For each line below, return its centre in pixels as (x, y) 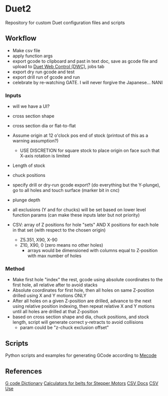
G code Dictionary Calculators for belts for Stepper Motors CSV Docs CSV (82, 383)
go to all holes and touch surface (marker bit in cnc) (66, 190)
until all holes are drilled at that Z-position (55, 312)
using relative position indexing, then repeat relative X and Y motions (83, 306)
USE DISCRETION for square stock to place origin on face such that (90, 150)
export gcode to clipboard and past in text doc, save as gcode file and (85, 61)
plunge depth (26, 200)
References (24, 371)
